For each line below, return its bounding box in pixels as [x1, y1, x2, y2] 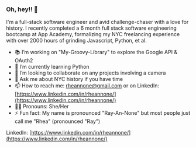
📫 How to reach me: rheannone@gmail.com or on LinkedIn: [14, 82, 160, 89]
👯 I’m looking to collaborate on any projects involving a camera [14, 69, 166, 76]
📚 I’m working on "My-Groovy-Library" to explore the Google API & [14, 49, 178, 56]
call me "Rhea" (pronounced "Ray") [14, 118, 101, 125]
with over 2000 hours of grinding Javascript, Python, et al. [6, 37, 147, 44]
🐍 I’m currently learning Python [14, 64, 90, 71]
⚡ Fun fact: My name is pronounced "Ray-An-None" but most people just [14, 110, 191, 117]
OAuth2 [14, 57, 33, 64]
